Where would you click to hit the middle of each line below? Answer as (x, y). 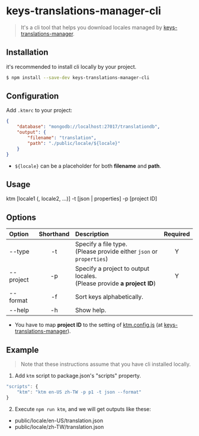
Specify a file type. (101, 244)
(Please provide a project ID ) (115, 283)
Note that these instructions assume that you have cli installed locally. (106, 364)
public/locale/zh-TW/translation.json (59, 426)
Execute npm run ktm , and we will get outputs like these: (83, 409)
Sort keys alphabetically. (109, 297)
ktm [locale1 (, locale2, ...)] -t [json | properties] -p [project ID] (82, 199)
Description (92, 234)
